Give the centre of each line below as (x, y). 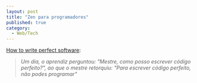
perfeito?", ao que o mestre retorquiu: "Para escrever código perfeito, (106, 68)
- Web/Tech (25, 34)
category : (18, 28)
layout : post (22, 11)
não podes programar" (49, 74)
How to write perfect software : (44, 50)
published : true (26, 22)
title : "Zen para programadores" (47, 17)
